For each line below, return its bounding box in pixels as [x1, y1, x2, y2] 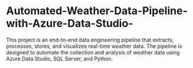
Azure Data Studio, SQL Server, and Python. [6, 55, 113, 62]
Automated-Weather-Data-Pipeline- [6, 4, 188, 18]
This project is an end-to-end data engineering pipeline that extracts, [6, 36, 174, 43]
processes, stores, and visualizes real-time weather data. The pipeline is [6, 43, 182, 50]
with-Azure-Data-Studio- [6, 17, 133, 30]
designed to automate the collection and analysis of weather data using [6, 48, 180, 56]
